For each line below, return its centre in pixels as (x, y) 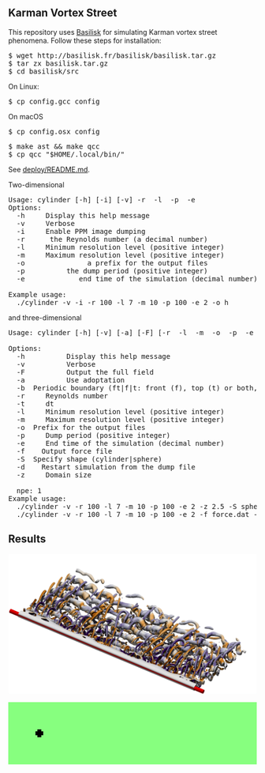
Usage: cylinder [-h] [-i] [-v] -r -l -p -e (102, 200)
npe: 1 (29, 490)
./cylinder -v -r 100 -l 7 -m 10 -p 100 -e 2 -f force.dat (133, 514)
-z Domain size (54, 475)
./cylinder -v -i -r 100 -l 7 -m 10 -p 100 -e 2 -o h (122, 302)
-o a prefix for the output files (112, 263)
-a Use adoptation (71, 380)
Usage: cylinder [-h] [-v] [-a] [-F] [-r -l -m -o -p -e (131, 332)
